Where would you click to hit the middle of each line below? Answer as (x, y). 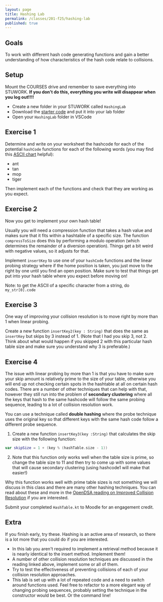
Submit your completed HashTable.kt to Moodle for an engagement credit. (80, 507)
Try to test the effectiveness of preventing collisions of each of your (80, 569)
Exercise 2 (21, 209)
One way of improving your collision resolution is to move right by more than (81, 316)
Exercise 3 (21, 305)
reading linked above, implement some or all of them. (65, 564)
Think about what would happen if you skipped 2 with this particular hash (79, 342)
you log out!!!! (19, 97)
